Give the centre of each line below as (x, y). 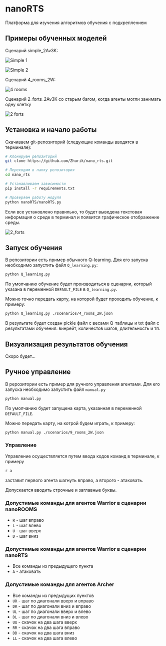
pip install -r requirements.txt (40, 188)
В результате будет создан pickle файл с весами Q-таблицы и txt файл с (82, 323)
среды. (13, 222)
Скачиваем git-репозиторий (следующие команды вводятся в (72, 142)
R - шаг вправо (28, 520)
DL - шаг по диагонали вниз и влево (50, 616)
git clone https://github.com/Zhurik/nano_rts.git (59, 161)
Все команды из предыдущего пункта (53, 566)
